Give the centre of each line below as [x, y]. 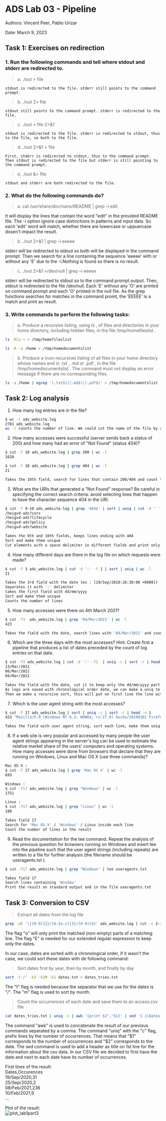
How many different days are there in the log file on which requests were [86, 555]
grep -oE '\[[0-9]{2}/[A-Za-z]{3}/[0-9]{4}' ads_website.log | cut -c [79, 924]
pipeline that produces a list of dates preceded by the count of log [80, 648]
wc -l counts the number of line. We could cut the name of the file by [82, 429]
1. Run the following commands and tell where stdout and [75, 62]
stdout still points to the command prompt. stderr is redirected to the [83, 111]
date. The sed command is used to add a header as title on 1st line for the [80, 1046]
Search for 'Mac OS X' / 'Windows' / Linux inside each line [69, 825]
